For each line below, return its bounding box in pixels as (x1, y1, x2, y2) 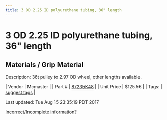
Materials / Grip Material (5, 61, 84, 69)
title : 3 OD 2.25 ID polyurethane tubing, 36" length (5, 7, 122, 13)
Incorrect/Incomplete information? (5, 109, 77, 115)
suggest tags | (5, 89, 36, 95)
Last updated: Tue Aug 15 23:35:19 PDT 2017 (5, 99, 99, 105)
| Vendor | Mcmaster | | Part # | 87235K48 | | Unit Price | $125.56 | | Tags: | (5, 83, 163, 89)
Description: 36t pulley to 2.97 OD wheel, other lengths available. (5, 74, 142, 80)
